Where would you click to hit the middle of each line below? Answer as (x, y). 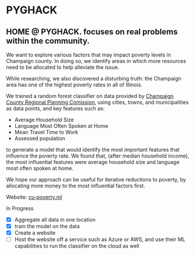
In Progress (20, 208)
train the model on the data (47, 226)
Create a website (35, 233)
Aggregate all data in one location (55, 220)
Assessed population (40, 138)
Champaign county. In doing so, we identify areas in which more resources (96, 61)
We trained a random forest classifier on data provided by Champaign (90, 96)
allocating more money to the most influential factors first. (76, 186)
